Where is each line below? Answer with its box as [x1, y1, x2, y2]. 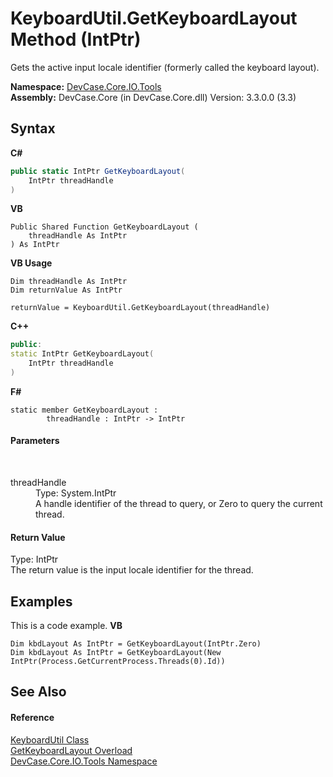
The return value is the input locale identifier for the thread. [10, 564, 254, 576]
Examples [10, 593, 73, 610]
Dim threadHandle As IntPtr [10, 277, 128, 287]
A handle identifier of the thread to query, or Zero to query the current [35, 498, 323, 510]
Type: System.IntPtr [35, 487, 117, 499]
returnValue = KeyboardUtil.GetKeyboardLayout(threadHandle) [10, 303, 271, 313]
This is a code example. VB [10, 620, 123, 632]
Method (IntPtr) [10, 28, 142, 51]
